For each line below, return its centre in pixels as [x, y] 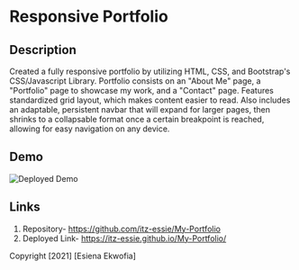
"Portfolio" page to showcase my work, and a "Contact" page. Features [142, 90]
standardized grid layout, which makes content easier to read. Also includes [150, 100]
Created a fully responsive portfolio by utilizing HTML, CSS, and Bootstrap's [150, 71]
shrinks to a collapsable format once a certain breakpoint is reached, [137, 119]
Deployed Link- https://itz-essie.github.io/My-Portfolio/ [124, 238]
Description [43, 50]
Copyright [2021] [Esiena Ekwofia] [73, 256]
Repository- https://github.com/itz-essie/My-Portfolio [121, 229]
